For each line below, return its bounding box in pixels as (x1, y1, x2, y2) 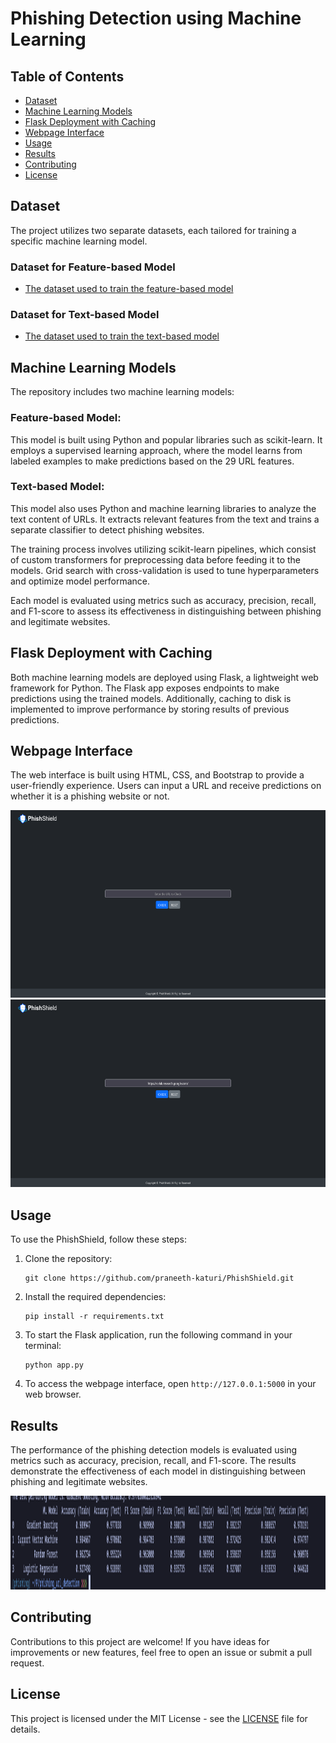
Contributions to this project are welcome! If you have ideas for (10, 1635, 270, 1647)
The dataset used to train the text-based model (24, 330, 220, 342)
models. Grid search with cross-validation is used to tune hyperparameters (10, 564, 320, 576)
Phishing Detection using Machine (10, 7, 302, 30)
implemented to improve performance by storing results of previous (10, 703, 290, 715)
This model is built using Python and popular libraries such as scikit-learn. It (10, 433, 323, 446)
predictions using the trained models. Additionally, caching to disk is (10, 692, 292, 704)
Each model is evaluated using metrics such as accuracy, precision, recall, (10, 594, 317, 606)
